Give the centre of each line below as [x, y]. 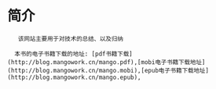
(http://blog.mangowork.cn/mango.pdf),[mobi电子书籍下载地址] [106, 62]
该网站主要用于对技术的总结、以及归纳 [70, 39]
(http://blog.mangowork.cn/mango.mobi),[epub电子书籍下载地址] [108, 70]
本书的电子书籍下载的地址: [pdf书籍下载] [73, 54]
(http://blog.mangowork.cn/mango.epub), [75, 77]
